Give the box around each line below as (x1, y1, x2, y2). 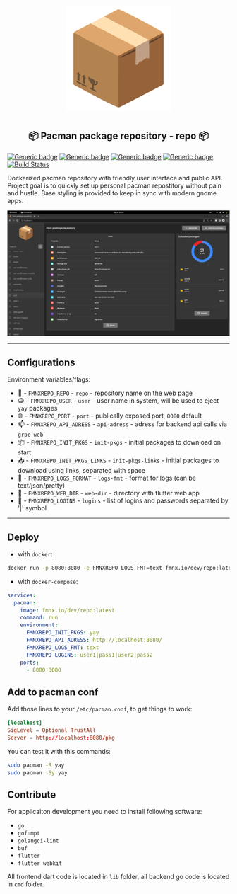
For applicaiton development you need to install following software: (7, 808, 202, 816)
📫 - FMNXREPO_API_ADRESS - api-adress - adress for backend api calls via (17, 420, 228, 428)
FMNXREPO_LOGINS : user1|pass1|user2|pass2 (25, 651, 153, 658)
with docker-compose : (17, 577, 78, 585)
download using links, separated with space (17, 466, 146, 475)
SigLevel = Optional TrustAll (7, 727, 97, 734)
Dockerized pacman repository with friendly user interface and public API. (7, 173, 223, 182)
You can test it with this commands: (7, 747, 111, 755)
